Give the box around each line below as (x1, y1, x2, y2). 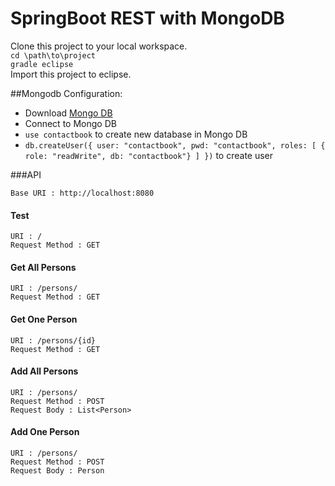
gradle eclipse (10, 59, 74, 69)
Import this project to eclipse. (10, 68, 132, 80)
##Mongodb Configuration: (10, 87, 123, 99)
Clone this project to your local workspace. (10, 40, 188, 52)
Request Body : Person (10, 465, 105, 476)
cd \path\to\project (10, 50, 97, 61)
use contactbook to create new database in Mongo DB (24, 128, 248, 140)
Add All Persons (10, 365, 79, 377)
